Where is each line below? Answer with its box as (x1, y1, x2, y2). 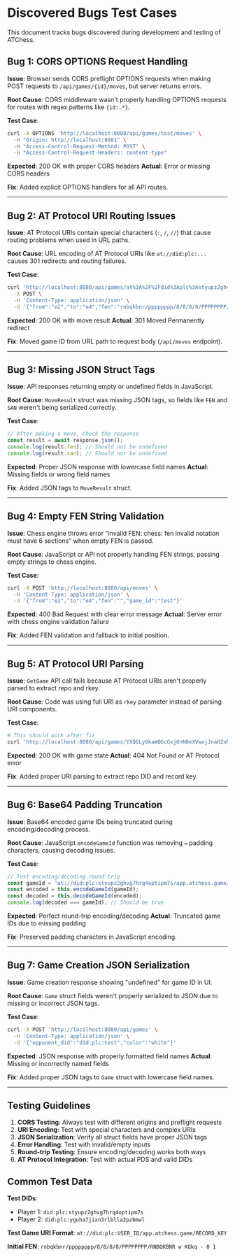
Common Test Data (7, 1175, 93, 1187)
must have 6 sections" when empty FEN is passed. (7, 537, 154, 545)
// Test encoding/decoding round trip (7, 873, 120, 880)
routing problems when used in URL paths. (7, 236, 131, 244)
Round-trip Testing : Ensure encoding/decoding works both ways (17, 1148, 206, 1156)
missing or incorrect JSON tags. (7, 999, 100, 1007)
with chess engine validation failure (7, 618, 110, 626)
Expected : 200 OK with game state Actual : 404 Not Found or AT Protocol (7, 751, 220, 760)
